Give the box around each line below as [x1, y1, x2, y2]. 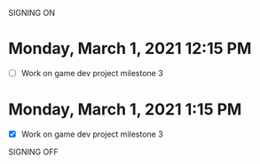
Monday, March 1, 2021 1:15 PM [8, 99, 242, 120]
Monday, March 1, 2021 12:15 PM [8, 39, 252, 59]
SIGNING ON [8, 8, 55, 18]
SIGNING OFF [8, 146, 59, 157]
